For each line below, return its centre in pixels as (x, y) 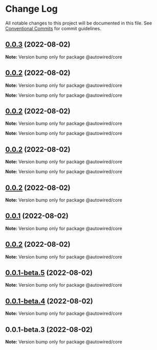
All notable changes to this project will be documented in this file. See (79, 23)
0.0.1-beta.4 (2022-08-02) (49, 301)
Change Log (31, 9)
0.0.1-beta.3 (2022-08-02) (49, 329)
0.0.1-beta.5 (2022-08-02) (49, 273)
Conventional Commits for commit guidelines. (53, 28)
